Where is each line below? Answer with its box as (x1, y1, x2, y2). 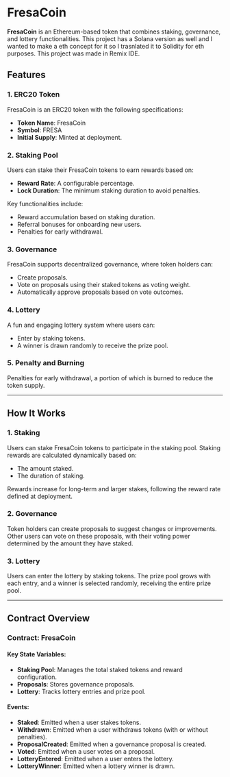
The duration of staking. (16, 471, 86, 480)
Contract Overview (7, 613, 90, 624)
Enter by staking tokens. (16, 334, 86, 342)
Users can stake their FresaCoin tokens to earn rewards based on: (7, 166, 194, 174)
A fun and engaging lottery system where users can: (7, 321, 155, 329)
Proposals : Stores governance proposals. (16, 680, 135, 688)
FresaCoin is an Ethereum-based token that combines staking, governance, (7, 27, 221, 36)
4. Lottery (7, 305, 40, 314)
